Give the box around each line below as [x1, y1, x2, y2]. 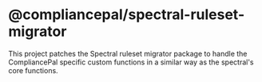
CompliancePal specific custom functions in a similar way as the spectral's [8, 57, 254, 67]
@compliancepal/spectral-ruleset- [8, 6, 245, 24]
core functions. [8, 65, 58, 75]
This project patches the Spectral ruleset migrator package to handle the [8, 49, 248, 58]
